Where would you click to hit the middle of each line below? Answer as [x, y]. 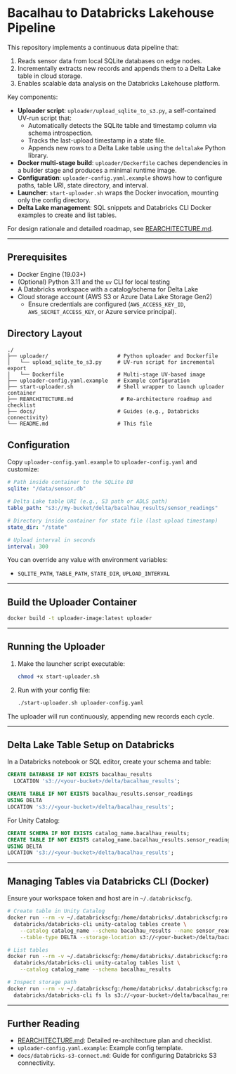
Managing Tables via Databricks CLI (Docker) [108, 881]
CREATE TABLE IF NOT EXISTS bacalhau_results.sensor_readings [100, 794]
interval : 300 [28, 546]
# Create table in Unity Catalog [56, 911]
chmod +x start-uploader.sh [58, 676]
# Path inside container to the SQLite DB [70, 483]
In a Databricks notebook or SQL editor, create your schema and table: [109, 762]
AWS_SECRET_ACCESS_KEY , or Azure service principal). [102, 311]
